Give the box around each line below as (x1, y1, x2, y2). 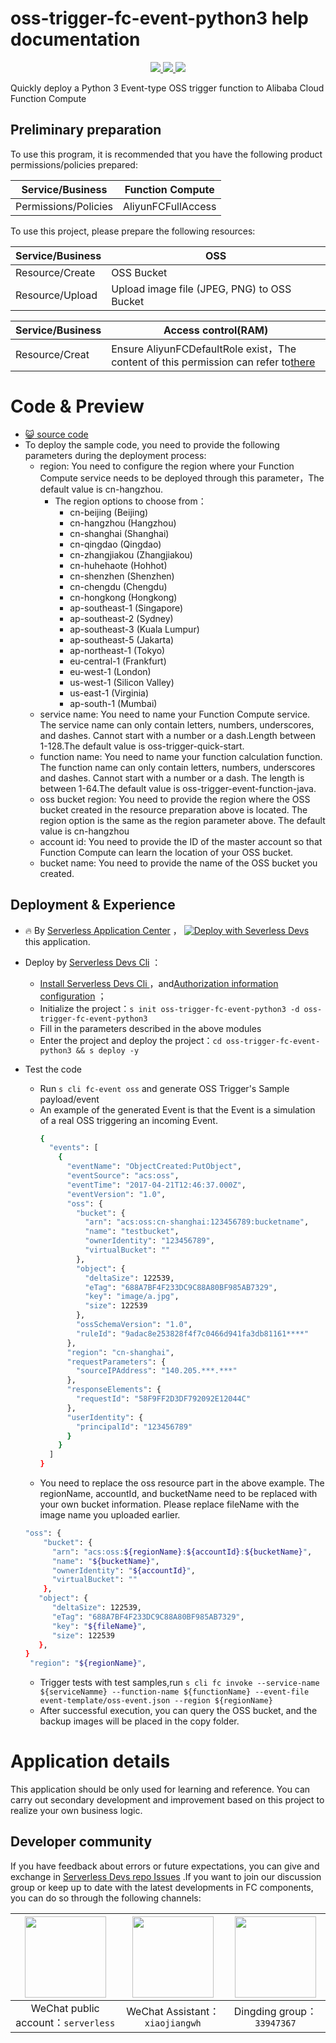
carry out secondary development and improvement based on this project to (10, 1794, 325, 1806)
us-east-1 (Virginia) (69, 687, 150, 699)
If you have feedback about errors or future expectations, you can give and (10, 1860, 320, 1872)
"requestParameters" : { (66, 1357, 167, 1367)
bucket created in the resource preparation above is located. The (39, 803, 308, 816)
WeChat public (30, 2001, 100, 2015)
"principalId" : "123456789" (75, 1422, 193, 1432)
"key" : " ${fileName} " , (51, 1621, 147, 1631)
